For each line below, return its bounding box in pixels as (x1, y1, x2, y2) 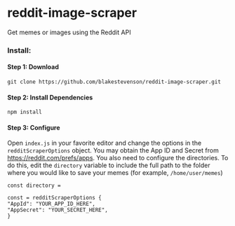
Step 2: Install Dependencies (7, 93, 93, 101)
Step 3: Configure (7, 123, 61, 132)
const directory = (7, 182, 61, 190)
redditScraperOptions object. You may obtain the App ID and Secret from (7, 146, 219, 155)
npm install (7, 108, 42, 116)
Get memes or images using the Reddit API (7, 28, 131, 36)
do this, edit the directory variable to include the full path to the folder (7, 161, 210, 169)
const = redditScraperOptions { (7, 195, 102, 202)
